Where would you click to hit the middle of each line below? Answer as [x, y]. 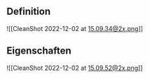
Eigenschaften [39, 51]
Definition [28, 12]
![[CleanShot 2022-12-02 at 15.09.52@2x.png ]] [75, 68]
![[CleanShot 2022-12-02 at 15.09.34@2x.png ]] [75, 28]
